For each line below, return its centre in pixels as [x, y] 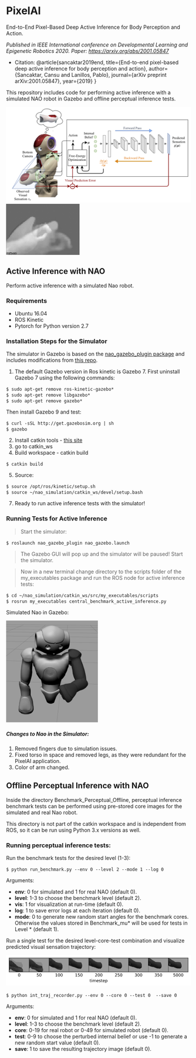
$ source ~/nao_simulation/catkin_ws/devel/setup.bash [75, 493]
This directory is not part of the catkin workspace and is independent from [96, 824]
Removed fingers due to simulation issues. [66, 748]
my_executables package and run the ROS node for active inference [102, 577]
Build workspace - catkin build [51, 453]
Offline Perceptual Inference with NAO [77, 786]
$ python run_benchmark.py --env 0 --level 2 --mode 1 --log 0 [85, 870]
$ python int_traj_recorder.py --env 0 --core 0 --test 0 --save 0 [92, 995]
